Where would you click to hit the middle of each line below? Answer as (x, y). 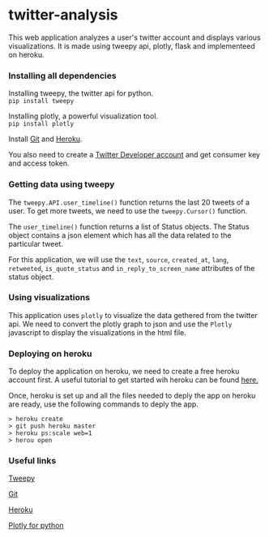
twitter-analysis (63, 15)
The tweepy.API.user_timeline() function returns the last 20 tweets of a (129, 202)
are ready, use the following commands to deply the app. (103, 404)
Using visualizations (49, 298)
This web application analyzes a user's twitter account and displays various (134, 37)
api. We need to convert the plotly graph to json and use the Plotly (120, 324)
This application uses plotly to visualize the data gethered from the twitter (133, 315)
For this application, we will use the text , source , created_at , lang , (119, 259)
